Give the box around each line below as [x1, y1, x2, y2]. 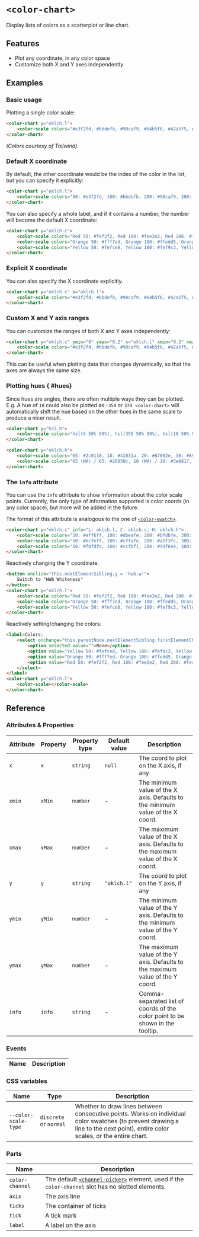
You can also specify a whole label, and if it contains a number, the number [6, 210, 190, 217]
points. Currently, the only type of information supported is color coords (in [6, 497, 190, 504]
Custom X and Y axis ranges [6, 314, 89, 322]
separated [139, 997, 168, 1005]
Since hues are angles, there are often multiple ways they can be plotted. [6, 395, 185, 402]
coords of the [139, 1004, 176, 1012]
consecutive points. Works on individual [75, 1110, 186, 1118]
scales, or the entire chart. [75, 1132, 148, 1140]
